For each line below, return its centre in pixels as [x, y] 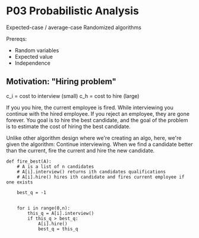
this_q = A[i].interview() [61, 213]
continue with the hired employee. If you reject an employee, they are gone [98, 113]
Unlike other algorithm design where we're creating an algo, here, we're [94, 138]
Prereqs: [17, 39]
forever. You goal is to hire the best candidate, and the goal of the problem [97, 120]
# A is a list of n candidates [56, 166]
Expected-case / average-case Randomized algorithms [74, 27]
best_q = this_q [58, 229]
